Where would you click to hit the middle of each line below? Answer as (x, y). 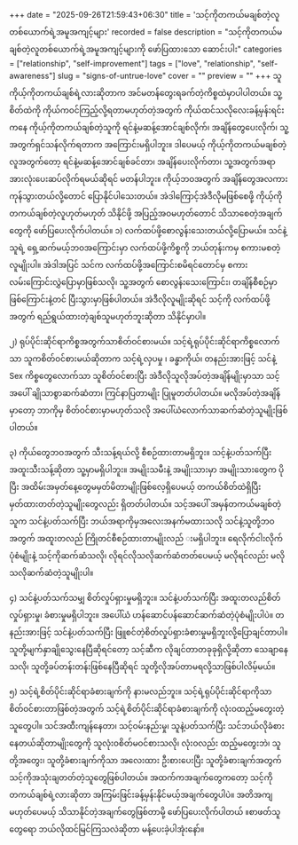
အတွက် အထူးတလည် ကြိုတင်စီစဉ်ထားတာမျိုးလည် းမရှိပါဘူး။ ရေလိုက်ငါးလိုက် (146, 538)
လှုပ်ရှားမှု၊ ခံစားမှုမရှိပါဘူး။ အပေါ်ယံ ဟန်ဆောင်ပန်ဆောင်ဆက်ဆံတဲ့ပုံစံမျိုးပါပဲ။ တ (147, 615)
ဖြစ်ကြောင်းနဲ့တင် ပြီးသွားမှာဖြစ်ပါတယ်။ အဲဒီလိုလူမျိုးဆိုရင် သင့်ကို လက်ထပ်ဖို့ (140, 299)
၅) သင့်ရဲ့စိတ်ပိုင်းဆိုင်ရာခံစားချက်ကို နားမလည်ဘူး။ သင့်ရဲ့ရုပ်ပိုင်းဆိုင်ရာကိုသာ (141, 691)
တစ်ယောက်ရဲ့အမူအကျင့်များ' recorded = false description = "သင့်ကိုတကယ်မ (146, 32)
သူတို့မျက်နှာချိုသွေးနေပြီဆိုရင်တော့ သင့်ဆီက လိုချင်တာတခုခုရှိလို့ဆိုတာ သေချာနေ (149, 649)
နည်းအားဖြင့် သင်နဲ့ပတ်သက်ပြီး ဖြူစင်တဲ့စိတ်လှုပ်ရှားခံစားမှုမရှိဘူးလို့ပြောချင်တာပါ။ (149, 632)
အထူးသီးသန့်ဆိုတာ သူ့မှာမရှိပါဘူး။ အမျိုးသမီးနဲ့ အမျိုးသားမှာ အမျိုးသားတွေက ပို (147, 470)
